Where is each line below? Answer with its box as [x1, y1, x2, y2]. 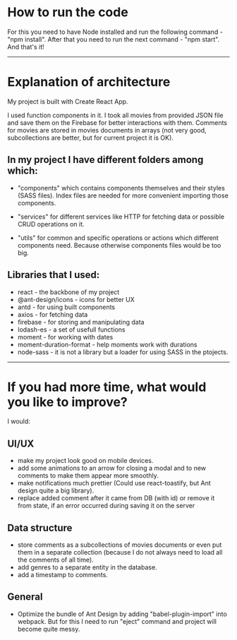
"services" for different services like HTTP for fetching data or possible [17, 212, 224, 221]
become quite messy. [17, 624, 80, 633]
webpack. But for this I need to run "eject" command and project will [17, 617, 217, 625]
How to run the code [7, 4, 128, 20]
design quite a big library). [17, 486, 95, 495]
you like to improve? [7, 394, 128, 410]
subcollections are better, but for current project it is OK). [7, 133, 174, 142]
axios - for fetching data [17, 310, 88, 318]
